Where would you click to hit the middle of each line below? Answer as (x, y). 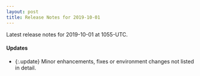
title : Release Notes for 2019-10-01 (53, 17)
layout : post (22, 12)
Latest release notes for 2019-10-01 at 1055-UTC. (67, 34)
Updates (17, 48)
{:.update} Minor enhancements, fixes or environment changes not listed (104, 61)
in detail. (25, 68)
